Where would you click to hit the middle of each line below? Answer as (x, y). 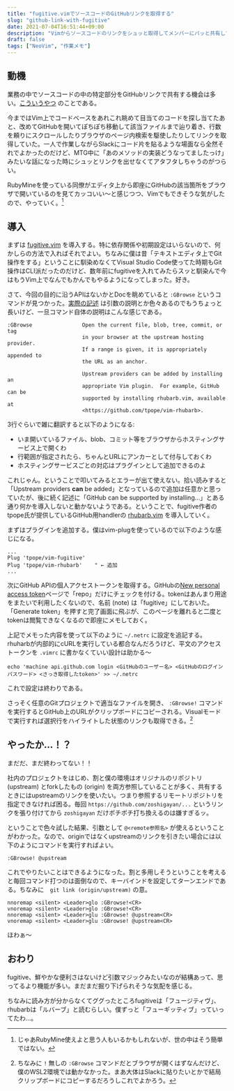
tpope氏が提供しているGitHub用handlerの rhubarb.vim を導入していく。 (110, 515)
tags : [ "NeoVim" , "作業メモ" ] (49, 46)
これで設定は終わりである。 (47, 689)
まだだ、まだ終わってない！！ (50, 763)
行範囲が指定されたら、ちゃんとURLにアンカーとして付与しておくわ (115, 457)
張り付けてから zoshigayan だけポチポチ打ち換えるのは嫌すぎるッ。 (116, 813)
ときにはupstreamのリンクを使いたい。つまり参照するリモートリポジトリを (116, 795)
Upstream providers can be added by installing (152, 374)
